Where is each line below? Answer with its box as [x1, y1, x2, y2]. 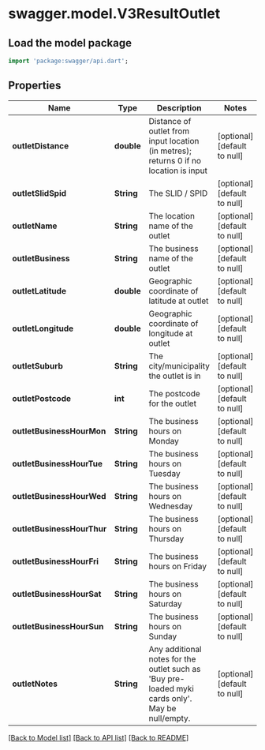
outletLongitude [12, 323, 74, 334]
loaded [148, 683, 175, 694]
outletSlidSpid [12, 187, 67, 198]
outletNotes [12, 678, 58, 689]
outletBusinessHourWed [12, 490, 106, 501]
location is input [148, 165, 207, 176]
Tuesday [148, 467, 181, 478]
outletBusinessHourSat [12, 588, 102, 599]
